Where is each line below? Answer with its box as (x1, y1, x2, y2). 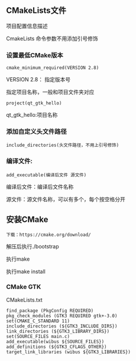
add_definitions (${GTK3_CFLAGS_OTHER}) (6, 344, 108, 350)
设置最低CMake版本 (6, 51, 63, 59)
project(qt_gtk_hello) (6, 100, 62, 106)
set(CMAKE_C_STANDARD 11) (6, 318, 70, 324)
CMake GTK (6, 283, 41, 291)
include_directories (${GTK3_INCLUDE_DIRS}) (6, 323, 118, 329)
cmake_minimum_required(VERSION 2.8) (6, 65, 99, 71)
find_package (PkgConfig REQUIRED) (6, 307, 94, 314)
